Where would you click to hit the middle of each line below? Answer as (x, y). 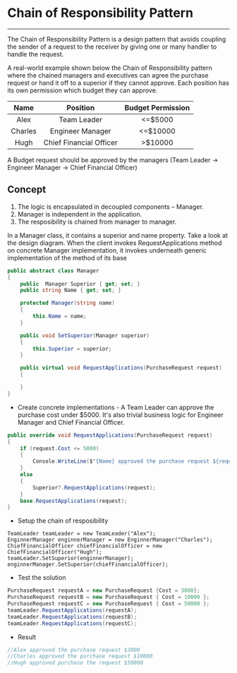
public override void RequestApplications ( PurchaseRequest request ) (110, 435)
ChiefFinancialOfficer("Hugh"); (55, 552)
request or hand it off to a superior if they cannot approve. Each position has (118, 83)
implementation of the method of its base (67, 257)
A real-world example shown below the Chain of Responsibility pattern (110, 68)
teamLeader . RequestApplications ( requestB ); (72, 617)
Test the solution (42, 578)
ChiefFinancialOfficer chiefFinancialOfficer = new (85, 546)
